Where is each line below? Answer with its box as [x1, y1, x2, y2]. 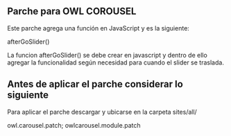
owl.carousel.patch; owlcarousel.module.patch [7, 121, 141, 129]
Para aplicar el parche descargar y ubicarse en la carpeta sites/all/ [7, 108, 198, 116]
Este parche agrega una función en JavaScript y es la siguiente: [7, 24, 189, 32]
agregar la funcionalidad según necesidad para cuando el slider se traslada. [7, 58, 224, 67]
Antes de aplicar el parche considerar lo [7, 78, 184, 90]
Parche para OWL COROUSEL [7, 6, 137, 17]
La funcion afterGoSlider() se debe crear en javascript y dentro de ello [7, 51, 208, 59]
